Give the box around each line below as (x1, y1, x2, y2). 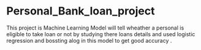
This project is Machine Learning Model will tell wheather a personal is (6, 24, 184, 31)
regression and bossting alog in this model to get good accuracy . (6, 37, 172, 44)
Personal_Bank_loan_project (6, 4, 155, 18)
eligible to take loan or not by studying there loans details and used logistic (6, 30, 195, 37)
